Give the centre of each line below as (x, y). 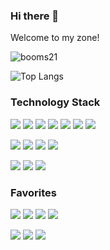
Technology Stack (55, 102)
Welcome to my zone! (55, 38)
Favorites (34, 192)
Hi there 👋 (35, 16)
